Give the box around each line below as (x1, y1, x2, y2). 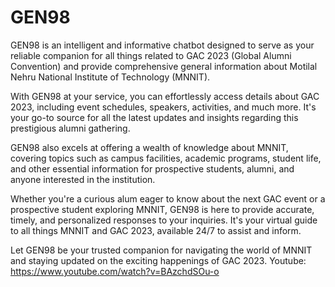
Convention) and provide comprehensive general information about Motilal (10, 60, 318, 72)
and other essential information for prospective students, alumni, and (10, 162, 295, 175)
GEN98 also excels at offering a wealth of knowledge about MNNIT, (10, 141, 289, 153)
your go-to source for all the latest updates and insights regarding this (10, 111, 299, 123)
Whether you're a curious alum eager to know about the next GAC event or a (10, 192, 326, 205)
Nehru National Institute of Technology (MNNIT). (10, 71, 211, 83)
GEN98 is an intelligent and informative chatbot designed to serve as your (10, 39, 315, 51)
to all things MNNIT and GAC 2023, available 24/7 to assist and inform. (10, 224, 302, 236)
